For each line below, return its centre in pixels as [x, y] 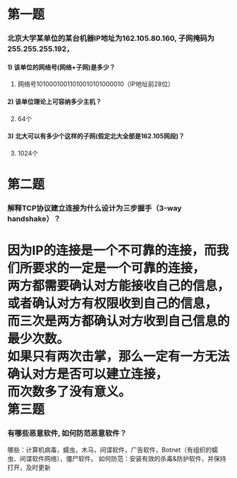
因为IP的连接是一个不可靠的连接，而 [112, 251]
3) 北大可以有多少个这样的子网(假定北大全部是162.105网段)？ [96, 136]
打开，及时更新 [29, 467]
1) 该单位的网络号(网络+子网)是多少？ [61, 67]
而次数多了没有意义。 [69, 392]
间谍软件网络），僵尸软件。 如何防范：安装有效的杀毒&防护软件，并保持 [123, 459]
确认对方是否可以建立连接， [88, 374]
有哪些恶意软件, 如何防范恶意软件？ [67, 433]
